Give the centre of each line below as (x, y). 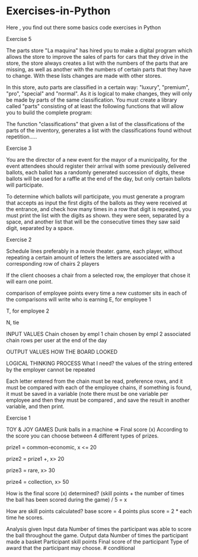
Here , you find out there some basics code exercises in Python (84, 27)
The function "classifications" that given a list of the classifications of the (95, 124)
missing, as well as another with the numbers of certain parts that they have (99, 69)
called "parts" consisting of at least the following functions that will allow (95, 106)
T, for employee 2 (28, 311)
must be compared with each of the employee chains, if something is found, (99, 387)
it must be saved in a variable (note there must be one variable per (87, 394)
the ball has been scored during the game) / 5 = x (67, 499)
